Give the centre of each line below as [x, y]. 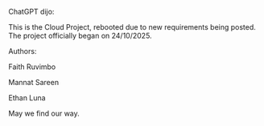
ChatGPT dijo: [31, 12]
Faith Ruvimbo [32, 67]
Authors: [23, 51]
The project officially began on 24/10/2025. [80, 36]
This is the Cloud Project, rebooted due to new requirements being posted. [132, 27]
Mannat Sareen [33, 82]
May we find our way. [44, 113]
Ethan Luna [27, 98]
